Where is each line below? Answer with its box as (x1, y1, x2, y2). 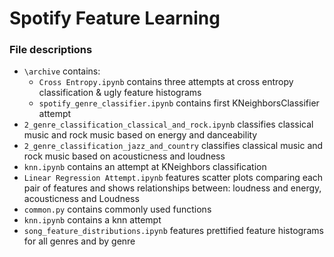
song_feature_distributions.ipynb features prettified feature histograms (23, 225, 324, 237)
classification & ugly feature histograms (38, 87, 202, 99)
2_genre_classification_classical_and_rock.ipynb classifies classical (23, 118, 314, 131)
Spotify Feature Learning (9, 7, 221, 30)
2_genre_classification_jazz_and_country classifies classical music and (23, 140, 324, 152)
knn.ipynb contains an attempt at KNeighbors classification (23, 161, 267, 173)
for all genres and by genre (23, 235, 136, 247)
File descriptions (9, 43, 93, 57)
